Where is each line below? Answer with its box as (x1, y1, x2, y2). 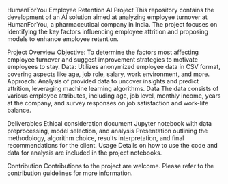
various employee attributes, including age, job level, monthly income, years (7, 92, 221, 100)
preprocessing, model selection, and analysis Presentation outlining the (7, 127, 208, 135)
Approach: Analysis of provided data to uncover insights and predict (7, 77, 199, 85)
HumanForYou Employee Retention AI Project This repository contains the (7, 6, 214, 14)
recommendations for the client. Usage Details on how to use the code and (7, 142, 218, 149)
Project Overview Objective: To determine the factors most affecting (7, 48, 199, 56)
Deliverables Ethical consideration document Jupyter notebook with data (7, 120, 212, 127)
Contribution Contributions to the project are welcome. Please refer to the (7, 162, 214, 170)
